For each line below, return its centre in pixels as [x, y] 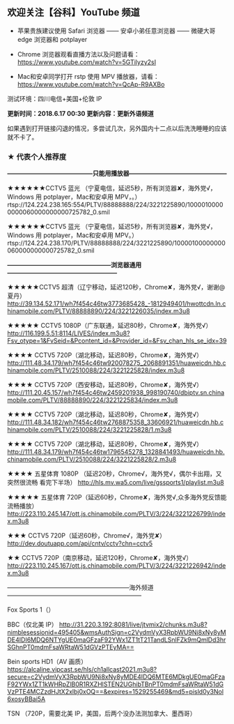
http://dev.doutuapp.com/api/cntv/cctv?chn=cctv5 [80, 543]
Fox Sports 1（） [31, 610]
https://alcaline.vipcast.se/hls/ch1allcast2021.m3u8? [82, 670]
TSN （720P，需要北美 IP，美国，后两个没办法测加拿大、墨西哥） [102, 714]
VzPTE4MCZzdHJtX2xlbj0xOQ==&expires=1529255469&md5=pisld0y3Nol [116, 692]
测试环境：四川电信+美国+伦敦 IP [55, 98]
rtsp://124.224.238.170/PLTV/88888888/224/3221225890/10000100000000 [116, 243]
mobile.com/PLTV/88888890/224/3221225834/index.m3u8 [93, 400]
